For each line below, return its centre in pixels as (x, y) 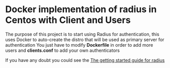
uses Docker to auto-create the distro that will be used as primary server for (85, 40)
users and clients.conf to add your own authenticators (63, 50)
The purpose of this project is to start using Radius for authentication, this (82, 34)
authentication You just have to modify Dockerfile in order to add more (79, 45)
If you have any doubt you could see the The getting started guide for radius (85, 60)
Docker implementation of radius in (81, 9)
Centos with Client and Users (68, 20)
